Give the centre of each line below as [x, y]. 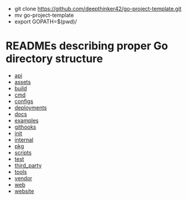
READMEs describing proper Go [87, 46]
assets [23, 82]
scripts [23, 152]
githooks [25, 127]
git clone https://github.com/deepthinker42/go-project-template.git [98, 9]
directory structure [54, 59]
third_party [28, 165]
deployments [31, 108]
